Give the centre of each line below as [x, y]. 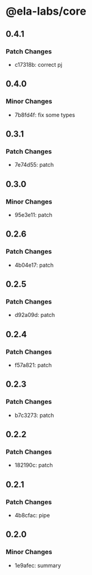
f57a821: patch [33, 365]
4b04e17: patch [34, 265]
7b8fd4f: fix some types [45, 115]
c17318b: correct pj [38, 64]
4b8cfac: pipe [32, 516]
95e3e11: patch [33, 215]
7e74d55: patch [34, 165]
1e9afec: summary [38, 565]
